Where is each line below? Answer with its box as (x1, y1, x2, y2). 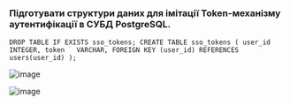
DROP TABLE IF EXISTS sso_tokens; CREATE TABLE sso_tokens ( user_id (9, 38, 271, 47)
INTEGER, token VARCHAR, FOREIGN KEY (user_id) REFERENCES (9, 46, 240, 55)
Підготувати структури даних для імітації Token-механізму (9, 7, 281, 19)
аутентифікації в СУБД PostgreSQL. (9, 18, 171, 30)
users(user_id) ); (9, 54, 77, 63)
